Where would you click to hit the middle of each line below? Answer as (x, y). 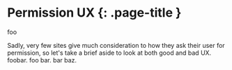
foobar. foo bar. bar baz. (42, 60)
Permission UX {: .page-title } (94, 13)
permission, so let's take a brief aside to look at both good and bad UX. (109, 53)
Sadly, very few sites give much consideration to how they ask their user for (116, 45)
